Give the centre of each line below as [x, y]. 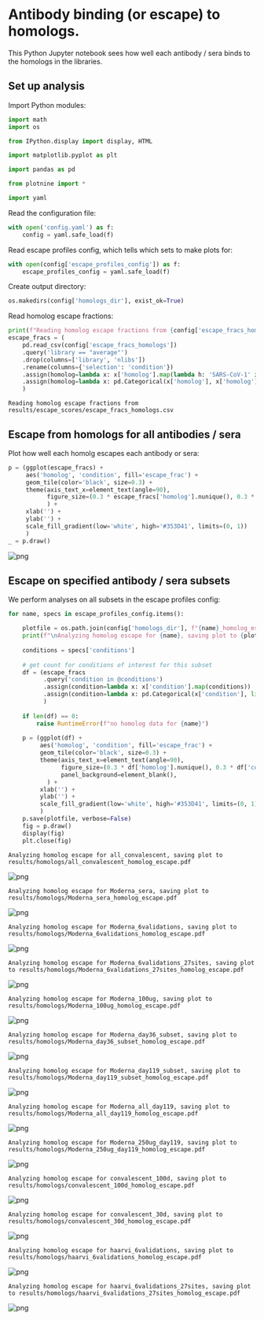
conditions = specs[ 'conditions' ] [79, 650]
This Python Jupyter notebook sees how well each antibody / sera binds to [129, 53]
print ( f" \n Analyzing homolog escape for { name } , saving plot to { [133, 636]
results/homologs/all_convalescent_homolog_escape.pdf [100, 862]
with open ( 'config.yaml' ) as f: [61, 227]
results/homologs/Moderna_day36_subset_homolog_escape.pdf [107, 1041]
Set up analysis [46, 86]
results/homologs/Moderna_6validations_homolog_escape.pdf [107, 934]
